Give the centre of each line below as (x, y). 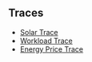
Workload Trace (46, 41)
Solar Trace (39, 32)
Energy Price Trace (52, 49)
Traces (26, 13)
